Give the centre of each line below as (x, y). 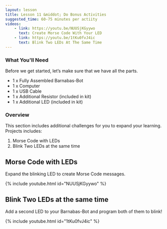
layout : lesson (21, 10)
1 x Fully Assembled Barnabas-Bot (48, 81)
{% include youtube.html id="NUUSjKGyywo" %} (56, 184)
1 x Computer (26, 86)
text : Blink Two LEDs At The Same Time (60, 43)
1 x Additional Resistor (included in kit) (52, 97)
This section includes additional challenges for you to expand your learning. (83, 126)
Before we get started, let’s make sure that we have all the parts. (71, 71)
